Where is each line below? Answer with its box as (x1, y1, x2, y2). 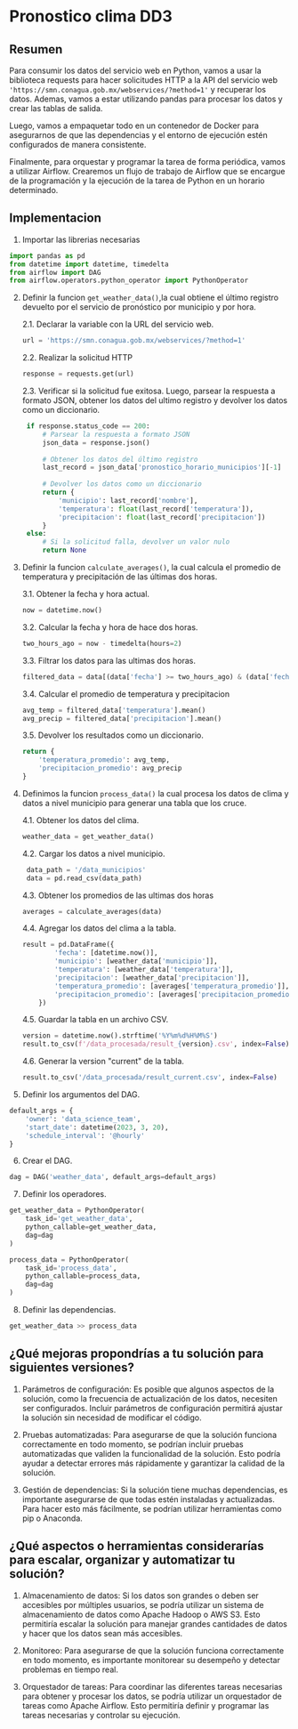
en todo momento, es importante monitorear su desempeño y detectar (21, 1654, 280, 1665)
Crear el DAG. (21, 1155, 73, 1167)
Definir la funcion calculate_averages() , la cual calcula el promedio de (21, 562, 282, 573)
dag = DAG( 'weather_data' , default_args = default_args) (9, 1173, 217, 1182)
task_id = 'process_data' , (25, 1264, 117, 1273)
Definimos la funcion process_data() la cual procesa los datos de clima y (21, 788, 289, 798)
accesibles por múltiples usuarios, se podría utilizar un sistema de (21, 1599, 264, 1610)
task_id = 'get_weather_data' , (25, 1215, 133, 1224)
